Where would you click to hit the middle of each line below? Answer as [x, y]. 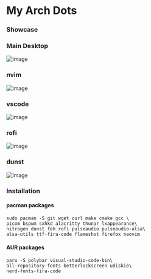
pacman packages [30, 205]
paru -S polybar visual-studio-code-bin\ [60, 260]
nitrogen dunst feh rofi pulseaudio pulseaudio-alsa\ [76, 229]
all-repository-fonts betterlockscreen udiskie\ [69, 266]
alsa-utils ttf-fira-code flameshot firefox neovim [73, 234]
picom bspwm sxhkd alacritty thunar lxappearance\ [72, 223]
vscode [18, 104]
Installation [23, 191]
